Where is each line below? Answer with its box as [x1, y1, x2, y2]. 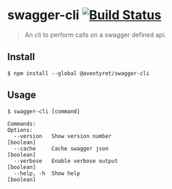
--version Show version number [13, 132, 112, 139]
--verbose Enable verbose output [13, 157, 118, 164]
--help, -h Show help [13, 170, 80, 177]
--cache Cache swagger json [13, 145, 109, 152]
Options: [7, 126, 33, 134]
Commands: [7, 120, 37, 127]
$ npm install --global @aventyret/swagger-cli [7, 69, 150, 77]
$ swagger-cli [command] [7, 108, 80, 115]
